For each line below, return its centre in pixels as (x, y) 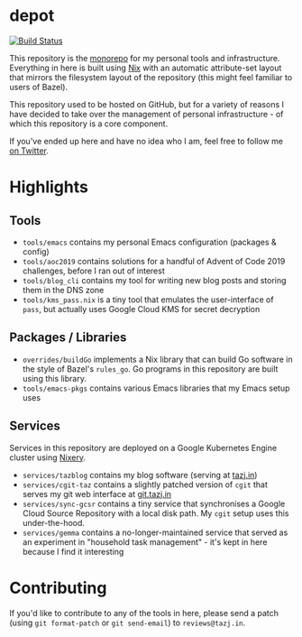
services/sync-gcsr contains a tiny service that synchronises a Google (154, 503)
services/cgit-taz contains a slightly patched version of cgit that (145, 485)
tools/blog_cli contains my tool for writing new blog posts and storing (154, 280)
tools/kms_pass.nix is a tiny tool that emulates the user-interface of (148, 300)
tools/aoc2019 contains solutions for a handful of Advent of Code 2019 (154, 261)
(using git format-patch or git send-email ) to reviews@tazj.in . (128, 623)
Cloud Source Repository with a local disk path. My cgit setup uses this (156, 513)
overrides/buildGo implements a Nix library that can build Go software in (157, 359)
